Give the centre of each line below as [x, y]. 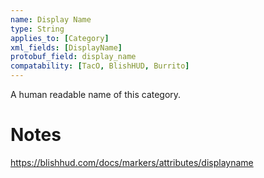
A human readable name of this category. [96, 94]
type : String [37, 29]
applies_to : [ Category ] [60, 38]
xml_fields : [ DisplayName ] [66, 47]
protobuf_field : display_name [73, 57]
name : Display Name [51, 19]
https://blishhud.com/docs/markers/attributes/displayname [132, 162]
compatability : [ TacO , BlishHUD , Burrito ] [100, 66]
